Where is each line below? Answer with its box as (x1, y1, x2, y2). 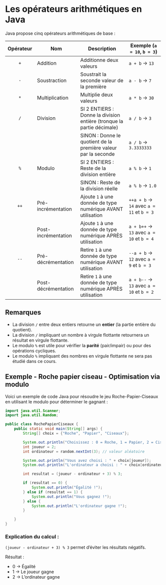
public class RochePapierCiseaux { (5, 422, 79, 427)
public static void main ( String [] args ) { (14, 426, 103, 431)
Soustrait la (80, 71, 107, 78)
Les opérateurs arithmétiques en (5, 3, 142, 15)
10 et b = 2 (128, 288, 154, 295)
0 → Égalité (12, 564, 36, 570)
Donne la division (80, 111, 120, 118)
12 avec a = (128, 256, 156, 263)
